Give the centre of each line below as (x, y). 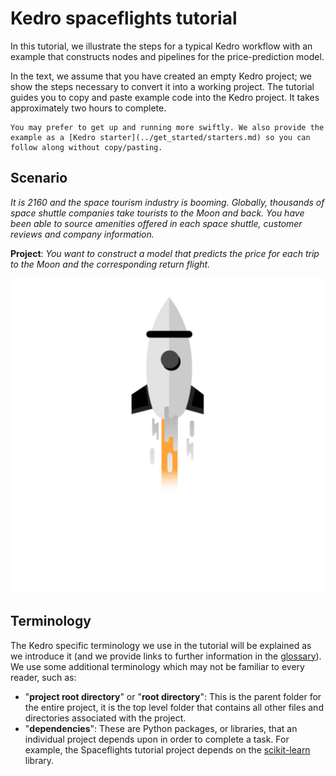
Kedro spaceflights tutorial (124, 18)
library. (39, 760)
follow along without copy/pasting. (86, 147)
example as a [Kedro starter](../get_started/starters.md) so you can (160, 137)
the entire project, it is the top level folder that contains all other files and (174, 707)
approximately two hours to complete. (88, 108)
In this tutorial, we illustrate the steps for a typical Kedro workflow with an (161, 46)
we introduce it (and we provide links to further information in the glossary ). (166, 656)
